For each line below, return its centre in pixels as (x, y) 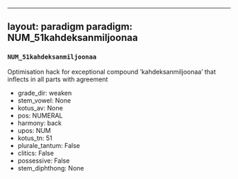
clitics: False (36, 153)
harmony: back (40, 123)
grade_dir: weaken (45, 93)
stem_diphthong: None (51, 168)
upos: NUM (34, 130)
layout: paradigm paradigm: (70, 27)
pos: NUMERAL (40, 115)
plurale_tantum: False (49, 145)
